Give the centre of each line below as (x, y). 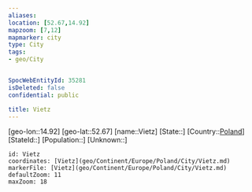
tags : (17, 52)
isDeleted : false (37, 87)
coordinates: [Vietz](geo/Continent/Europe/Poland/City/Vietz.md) (119, 161)
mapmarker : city (35, 37)
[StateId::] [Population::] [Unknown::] (68, 140)
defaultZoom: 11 (35, 175)
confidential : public (44, 95)
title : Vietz (30, 109)
